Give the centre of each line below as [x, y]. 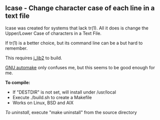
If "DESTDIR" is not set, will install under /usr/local [64, 92]
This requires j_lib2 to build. [34, 58]
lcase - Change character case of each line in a [80, 8]
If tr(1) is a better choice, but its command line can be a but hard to [74, 43]
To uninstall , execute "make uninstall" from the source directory [71, 112]
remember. [17, 48]
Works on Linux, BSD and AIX [43, 103]
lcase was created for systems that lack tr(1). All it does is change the [77, 28]
